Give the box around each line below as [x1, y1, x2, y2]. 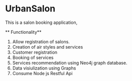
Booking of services [12, 54, 54, 60]
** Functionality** [5, 29, 42, 35]
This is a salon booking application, [5, 19, 78, 25]
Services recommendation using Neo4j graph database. [12, 60, 128, 66]
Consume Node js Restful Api [12, 70, 73, 76]
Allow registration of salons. [12, 38, 70, 45]
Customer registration [12, 49, 58, 55]
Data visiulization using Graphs [12, 65, 76, 71]
